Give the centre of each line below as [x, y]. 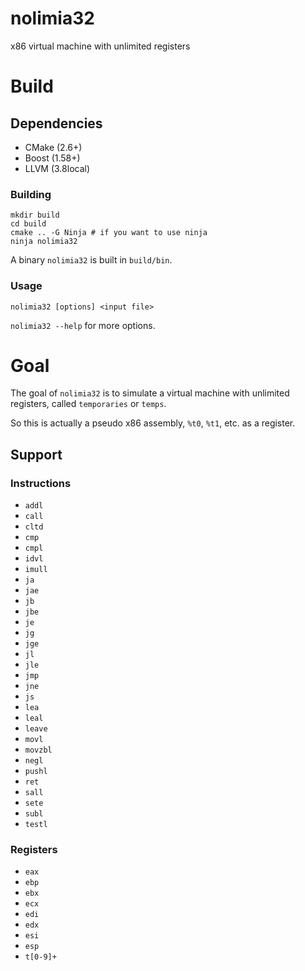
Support [36, 454]
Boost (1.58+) [52, 158]
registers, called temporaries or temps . [88, 404]
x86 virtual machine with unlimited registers [100, 46]
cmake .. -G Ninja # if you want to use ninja [109, 233]
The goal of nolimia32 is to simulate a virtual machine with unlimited [150, 393]
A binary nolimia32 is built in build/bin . [91, 260]
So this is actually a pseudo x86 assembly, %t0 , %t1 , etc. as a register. [153, 423]
